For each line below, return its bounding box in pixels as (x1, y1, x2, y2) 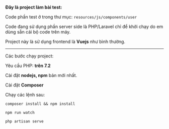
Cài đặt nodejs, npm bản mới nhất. (5, 72, 77, 78)
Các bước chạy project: (5, 53, 54, 59)
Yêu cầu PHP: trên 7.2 (5, 62, 51, 68)
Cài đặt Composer (5, 82, 44, 88)
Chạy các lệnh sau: (5, 92, 45, 97)
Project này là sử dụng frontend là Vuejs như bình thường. (5, 38, 126, 44)
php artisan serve (5, 119, 44, 124)
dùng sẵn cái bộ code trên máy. (5, 29, 71, 34)
